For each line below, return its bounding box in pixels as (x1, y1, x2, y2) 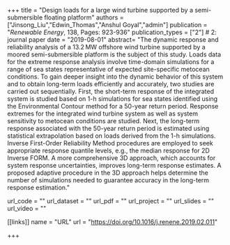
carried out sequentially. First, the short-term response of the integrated (7, 87, 215, 95)
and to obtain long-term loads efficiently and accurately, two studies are (7, 80, 215, 88)
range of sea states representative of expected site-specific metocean (7, 65, 210, 73)
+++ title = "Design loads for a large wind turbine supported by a (7, 6, 194, 14)
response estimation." (7, 184, 70, 191)
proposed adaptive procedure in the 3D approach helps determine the (7, 168, 209, 177)
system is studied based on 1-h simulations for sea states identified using (7, 95, 218, 103)
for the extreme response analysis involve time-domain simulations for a (7, 58, 215, 65)
